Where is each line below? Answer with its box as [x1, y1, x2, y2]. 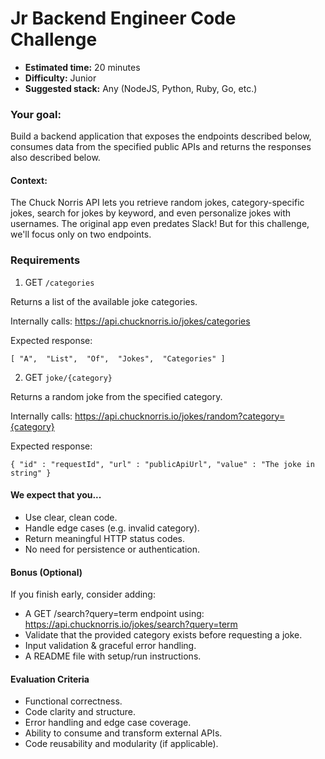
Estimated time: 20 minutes [24, 61, 141, 73]
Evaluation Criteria [10, 673, 90, 685]
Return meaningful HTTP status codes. [24, 532, 186, 544]
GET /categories [24, 276, 95, 288]
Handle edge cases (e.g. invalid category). [24, 522, 200, 534]
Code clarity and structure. [24, 706, 137, 718]
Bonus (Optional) [10, 566, 83, 578]
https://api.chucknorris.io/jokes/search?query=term [24, 618, 238, 631]
